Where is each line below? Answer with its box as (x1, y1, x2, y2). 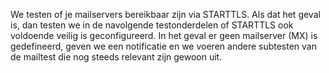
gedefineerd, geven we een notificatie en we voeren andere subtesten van (10, 40, 318, 52)
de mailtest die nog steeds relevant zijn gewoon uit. (10, 51, 223, 63)
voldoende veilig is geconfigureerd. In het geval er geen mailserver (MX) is (10, 30, 318, 41)
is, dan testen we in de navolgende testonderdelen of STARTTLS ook (10, 19, 294, 31)
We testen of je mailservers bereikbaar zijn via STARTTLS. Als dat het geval (10, 9, 321, 20)
